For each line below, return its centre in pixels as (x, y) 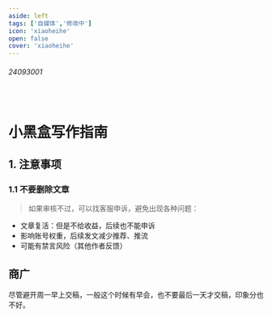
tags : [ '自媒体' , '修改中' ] (50, 23)
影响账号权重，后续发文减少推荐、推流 (84, 236)
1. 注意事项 (35, 164)
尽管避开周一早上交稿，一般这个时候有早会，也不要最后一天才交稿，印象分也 (136, 295)
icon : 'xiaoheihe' (39, 31)
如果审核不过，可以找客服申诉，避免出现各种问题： (113, 209)
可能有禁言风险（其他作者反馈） (73, 246)
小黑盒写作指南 (58, 132)
